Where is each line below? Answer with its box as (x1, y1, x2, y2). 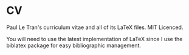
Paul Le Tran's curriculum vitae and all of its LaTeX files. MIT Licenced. (6, 24, 184, 31)
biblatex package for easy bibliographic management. (6, 42, 142, 49)
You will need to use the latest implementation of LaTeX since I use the (6, 35, 183, 42)
